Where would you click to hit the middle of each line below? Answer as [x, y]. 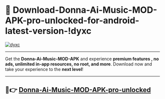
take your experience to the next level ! [44, 69]
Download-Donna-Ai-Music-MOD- [85, 10]
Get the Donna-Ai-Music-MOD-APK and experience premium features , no [82, 59]
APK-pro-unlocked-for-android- [72, 20]
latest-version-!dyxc [48, 31]
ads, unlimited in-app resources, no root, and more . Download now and [79, 64]
